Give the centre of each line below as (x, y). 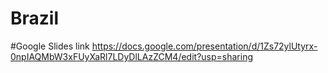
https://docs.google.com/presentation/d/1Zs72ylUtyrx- (204, 46)
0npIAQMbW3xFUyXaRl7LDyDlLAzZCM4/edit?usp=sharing (132, 56)
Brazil (35, 18)
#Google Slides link (50, 46)
